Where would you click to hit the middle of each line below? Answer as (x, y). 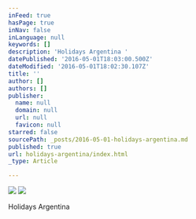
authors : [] (28, 88)
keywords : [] (30, 45)
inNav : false (30, 30)
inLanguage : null (37, 37)
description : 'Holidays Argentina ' (68, 52)
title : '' (24, 74)
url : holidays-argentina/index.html (68, 154)
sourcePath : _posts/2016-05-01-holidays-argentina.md (98, 139)
